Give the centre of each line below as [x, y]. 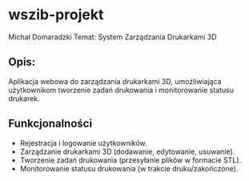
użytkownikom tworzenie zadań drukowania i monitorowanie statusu [121, 90]
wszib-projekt [56, 15]
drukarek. [24, 99]
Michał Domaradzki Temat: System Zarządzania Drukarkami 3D [113, 37]
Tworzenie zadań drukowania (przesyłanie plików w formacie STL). [131, 160]
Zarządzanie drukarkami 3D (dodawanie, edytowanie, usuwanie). [127, 151]
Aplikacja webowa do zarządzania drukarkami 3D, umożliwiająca [115, 81]
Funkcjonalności [50, 124]
